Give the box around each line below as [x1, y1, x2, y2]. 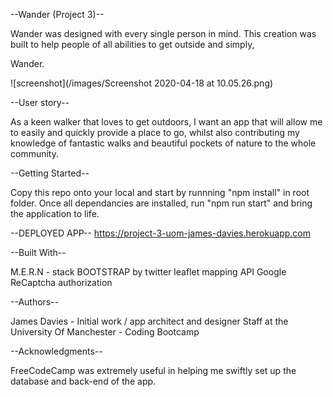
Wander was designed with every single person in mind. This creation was [10, 28, 317, 39]
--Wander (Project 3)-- [10, 9, 105, 20]
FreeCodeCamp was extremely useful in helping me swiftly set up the [10, 365, 297, 376]
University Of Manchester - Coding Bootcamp [10, 326, 200, 338]
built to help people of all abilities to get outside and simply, [10, 39, 255, 50]
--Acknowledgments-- [10, 345, 103, 357]
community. [10, 148, 59, 159]
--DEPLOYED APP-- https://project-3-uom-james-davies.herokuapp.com [10, 227, 312, 239]
